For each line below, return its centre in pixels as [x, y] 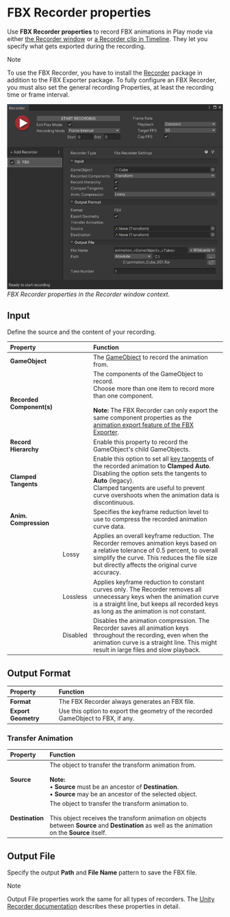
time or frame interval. [38, 95]
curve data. [109, 526]
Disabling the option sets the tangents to [150, 473]
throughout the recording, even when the [151, 635]
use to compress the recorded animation [150, 519]
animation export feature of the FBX [143, 425]
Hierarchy [24, 449]
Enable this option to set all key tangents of [154, 459]
